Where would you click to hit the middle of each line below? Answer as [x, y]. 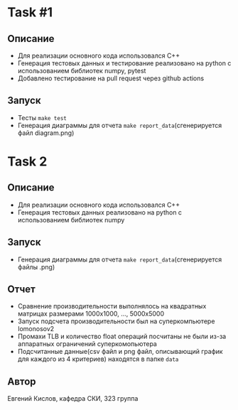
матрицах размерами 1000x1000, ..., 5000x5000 [91, 314]
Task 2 [27, 161]
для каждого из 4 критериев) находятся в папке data [98, 359]
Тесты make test [42, 117]
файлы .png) [36, 266]
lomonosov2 [36, 329]
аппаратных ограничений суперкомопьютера [87, 344]
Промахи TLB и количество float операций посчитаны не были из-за [122, 336]
